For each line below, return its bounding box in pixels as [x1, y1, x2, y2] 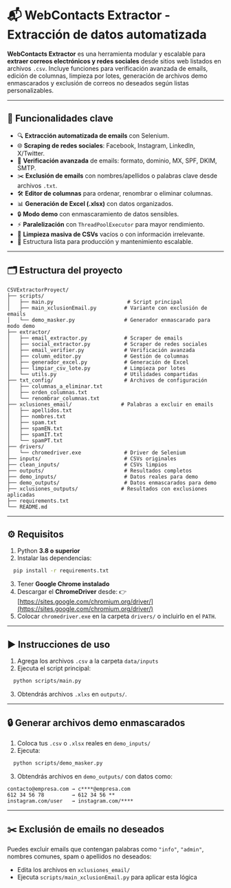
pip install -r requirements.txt [13, 568, 109, 575]
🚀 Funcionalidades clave [7, 113, 113, 125]
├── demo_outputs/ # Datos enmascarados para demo [7, 479, 217, 486]
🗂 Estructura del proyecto [7, 265, 123, 276]
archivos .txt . [16, 181, 58, 189]
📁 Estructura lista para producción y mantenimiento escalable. [16, 237, 194, 245]
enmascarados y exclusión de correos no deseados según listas [7, 79, 189, 87]
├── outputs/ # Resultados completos [7, 467, 192, 474]
